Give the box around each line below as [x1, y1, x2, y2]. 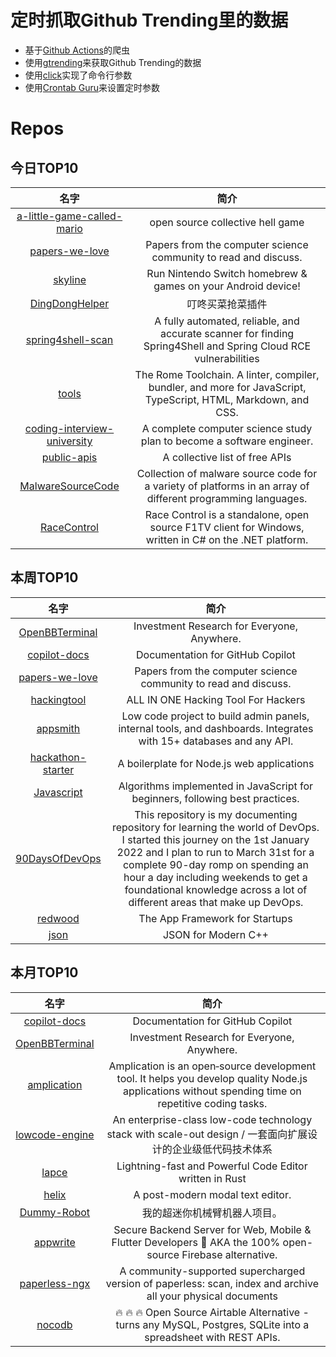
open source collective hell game [149, 215, 305, 229]
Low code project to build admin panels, [121, 709, 310, 723]
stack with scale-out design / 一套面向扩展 [106, 1127, 308, 1141]
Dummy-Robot [19, 1205, 91, 1219]
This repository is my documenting [134, 807, 298, 821]
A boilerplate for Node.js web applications [117, 756, 315, 770]
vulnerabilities [194, 351, 260, 365]
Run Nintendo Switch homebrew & [146, 266, 308, 280]
